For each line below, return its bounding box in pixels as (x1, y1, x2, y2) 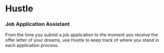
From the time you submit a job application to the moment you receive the (5, 32, 158, 38)
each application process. (5, 43, 59, 49)
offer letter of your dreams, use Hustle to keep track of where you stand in (5, 37, 159, 43)
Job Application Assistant (5, 21, 70, 28)
